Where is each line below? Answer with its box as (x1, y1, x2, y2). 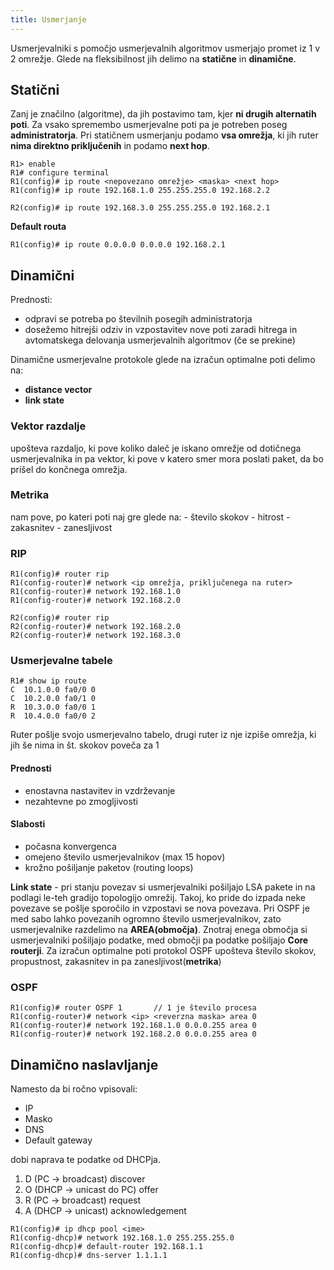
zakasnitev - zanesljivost (10, 521, 113, 533)
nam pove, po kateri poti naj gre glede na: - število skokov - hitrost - (10, 511, 291, 523)
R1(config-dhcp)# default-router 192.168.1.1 (10, 1241, 203, 1251)
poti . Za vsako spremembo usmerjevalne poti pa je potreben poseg (10, 119, 288, 131)
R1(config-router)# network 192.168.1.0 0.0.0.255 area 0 (10, 1021, 257, 1031)
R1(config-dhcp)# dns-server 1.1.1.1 (10, 1250, 168, 1260)
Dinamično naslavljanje (10, 1056, 159, 1073)
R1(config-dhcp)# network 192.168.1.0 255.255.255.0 (10, 1232, 235, 1243)
